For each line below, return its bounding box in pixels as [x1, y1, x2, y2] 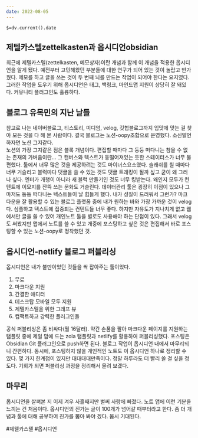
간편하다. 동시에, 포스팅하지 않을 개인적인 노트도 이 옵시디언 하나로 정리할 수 [12, 348, 187, 355]
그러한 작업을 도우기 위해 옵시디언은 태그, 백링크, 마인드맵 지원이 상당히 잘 [6, 81, 176, 89]
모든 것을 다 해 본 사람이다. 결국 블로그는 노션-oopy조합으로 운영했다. [12, 132, 171, 139]
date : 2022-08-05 [6, 8, 49, 15]
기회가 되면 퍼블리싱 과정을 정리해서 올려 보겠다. [18, 362, 128, 370]
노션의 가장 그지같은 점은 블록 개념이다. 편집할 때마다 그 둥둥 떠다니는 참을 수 [6, 146, 182, 153]
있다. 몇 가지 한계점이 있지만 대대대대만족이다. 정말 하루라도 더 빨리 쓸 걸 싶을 [6, 355, 184, 362]
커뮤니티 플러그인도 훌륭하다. [14, 89, 81, 96]
